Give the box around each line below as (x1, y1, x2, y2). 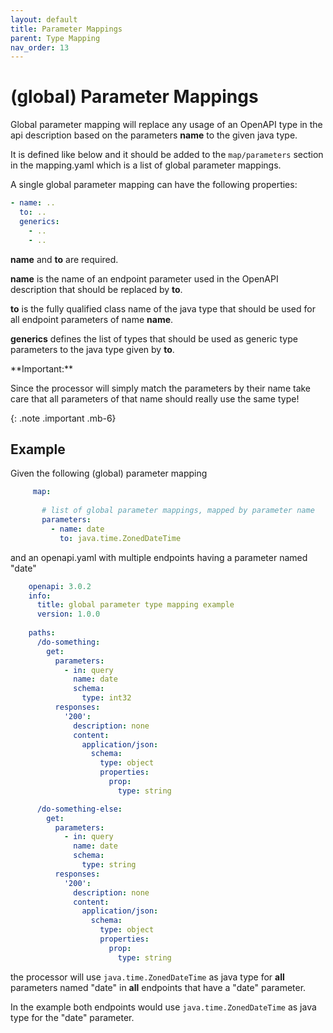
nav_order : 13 (10, 42, 70, 53)
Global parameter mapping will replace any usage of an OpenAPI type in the (10, 119, 323, 131)
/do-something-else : (36, 804, 123, 814)
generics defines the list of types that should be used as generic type (10, 332, 298, 345)
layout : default (10, 14, 78, 25)
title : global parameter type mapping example (36, 600, 235, 610)
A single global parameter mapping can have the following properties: (10, 179, 298, 191)
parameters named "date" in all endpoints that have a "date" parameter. (10, 981, 307, 993)
